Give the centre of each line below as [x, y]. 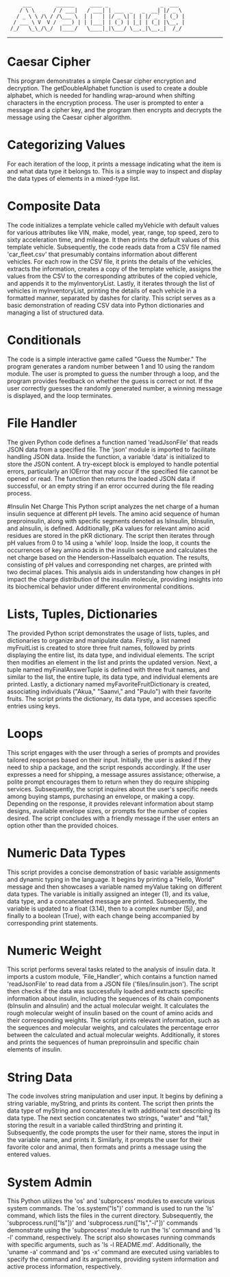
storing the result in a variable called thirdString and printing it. [95, 1126]
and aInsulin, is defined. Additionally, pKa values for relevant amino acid [108, 528]
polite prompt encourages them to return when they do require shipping [108, 782]
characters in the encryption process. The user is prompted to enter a [105, 102]
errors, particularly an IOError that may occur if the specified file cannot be [113, 471]
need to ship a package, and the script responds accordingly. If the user [109, 767]
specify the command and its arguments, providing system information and [113, 1259]
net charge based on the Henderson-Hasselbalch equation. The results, [108, 557]
